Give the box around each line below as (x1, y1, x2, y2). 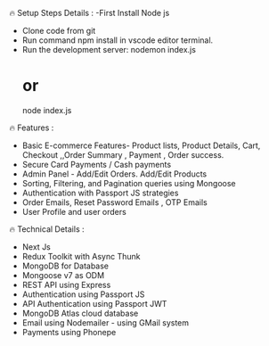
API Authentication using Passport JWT (21, 298, 167, 309)
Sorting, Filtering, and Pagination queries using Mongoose (21, 177, 236, 188)
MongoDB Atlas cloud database (21, 308, 139, 318)
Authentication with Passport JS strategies (21, 187, 179, 198)
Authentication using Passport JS (21, 289, 145, 300)
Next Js (21, 241, 52, 252)
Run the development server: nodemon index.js (21, 45, 196, 54)
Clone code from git (21, 26, 96, 36)
